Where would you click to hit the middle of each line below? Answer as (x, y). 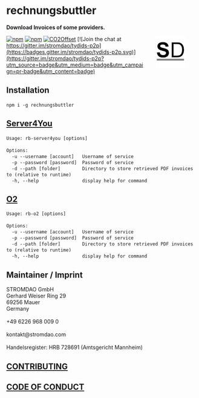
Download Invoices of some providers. (56, 27)
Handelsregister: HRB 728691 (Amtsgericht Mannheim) (75, 347)
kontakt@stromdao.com (36, 334)
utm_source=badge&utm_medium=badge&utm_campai (75, 65)
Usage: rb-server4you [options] (47, 138)
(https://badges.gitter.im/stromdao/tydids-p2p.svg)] (71, 51)
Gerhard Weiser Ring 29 (36, 296)
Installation (28, 91)
